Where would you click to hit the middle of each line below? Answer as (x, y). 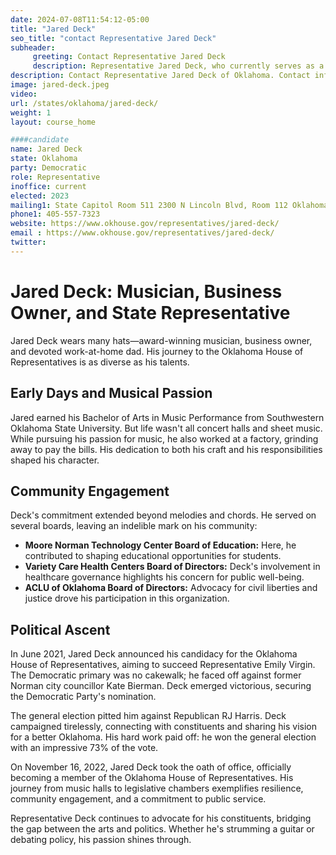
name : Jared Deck (46, 149)
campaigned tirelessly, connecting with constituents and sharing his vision (163, 727)
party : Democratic (48, 168)
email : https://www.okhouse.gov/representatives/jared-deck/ (142, 233)
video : (24, 94)
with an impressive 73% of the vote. (84, 748)
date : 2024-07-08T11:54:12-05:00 (80, 19)
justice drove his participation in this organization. (127, 598)
